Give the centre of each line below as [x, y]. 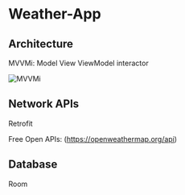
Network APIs [44, 104]
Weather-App [55, 14]
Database [33, 165]
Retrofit [21, 123]
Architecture [41, 44]
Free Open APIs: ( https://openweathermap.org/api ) [93, 139]
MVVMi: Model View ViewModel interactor [78, 63]
